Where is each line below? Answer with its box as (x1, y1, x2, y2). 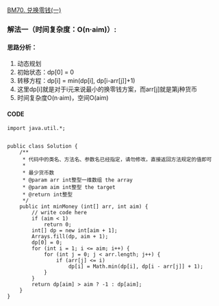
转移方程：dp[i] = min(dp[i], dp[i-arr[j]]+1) (16, 77, 136, 85)
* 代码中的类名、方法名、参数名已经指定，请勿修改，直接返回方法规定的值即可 (22, 156, 212, 163)
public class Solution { (7, 143, 78, 150)
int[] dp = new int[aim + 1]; (31, 227, 118, 234)
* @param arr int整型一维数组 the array (22, 177, 133, 183)
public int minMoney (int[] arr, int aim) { (19, 203, 149, 210)
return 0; (43, 221, 72, 228)
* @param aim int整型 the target (22, 184, 116, 191)
